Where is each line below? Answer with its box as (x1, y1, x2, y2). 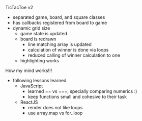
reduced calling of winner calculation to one (27, 52, 121, 58)
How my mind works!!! (5, 67, 52, 74)
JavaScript (20, 83, 43, 89)
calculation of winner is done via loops (27, 47, 109, 53)
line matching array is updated (27, 41, 92, 47)
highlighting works (20, 58, 60, 63)
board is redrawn (20, 36, 56, 42)
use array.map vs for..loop (27, 110, 83, 116)
